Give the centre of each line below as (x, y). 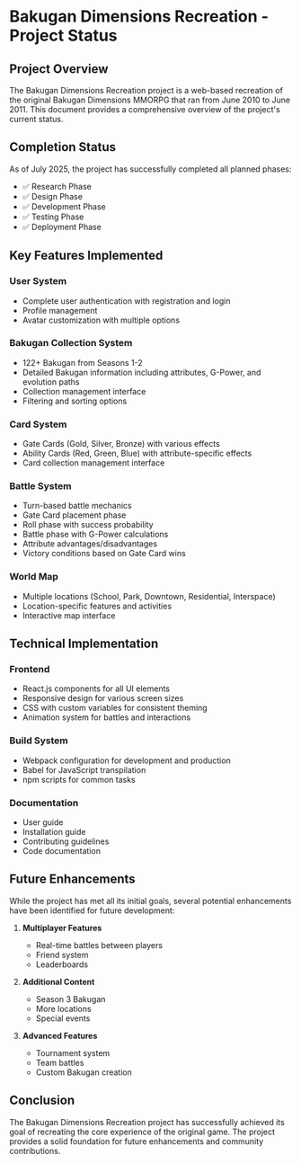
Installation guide (54, 831)
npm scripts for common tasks (79, 779)
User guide (43, 822)
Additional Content (58, 981)
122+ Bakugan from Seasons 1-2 (82, 362)
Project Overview (59, 69)
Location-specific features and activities (97, 606)
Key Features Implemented (86, 256)
